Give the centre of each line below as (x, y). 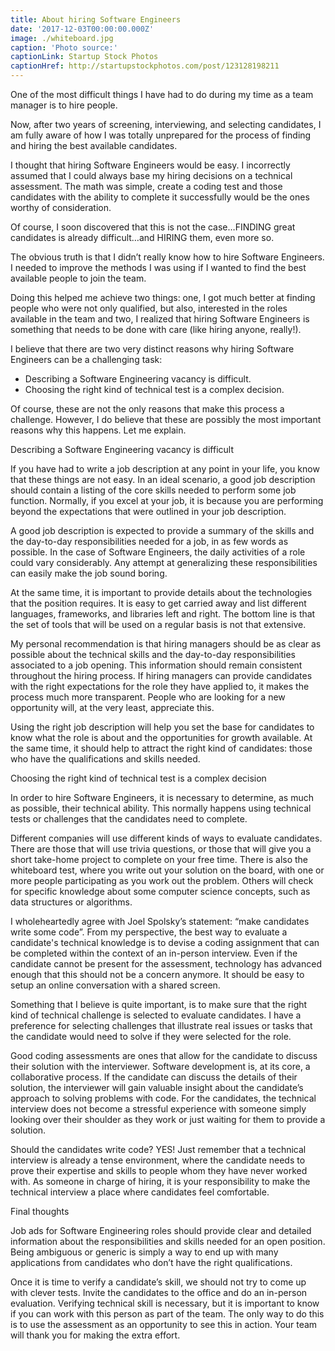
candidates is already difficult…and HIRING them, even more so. (142, 237)
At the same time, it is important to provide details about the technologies (161, 592)
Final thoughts (40, 1211)
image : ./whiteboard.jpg (62, 38)
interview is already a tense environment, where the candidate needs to (158, 1160)
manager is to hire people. (64, 105)
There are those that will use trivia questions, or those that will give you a (161, 849)
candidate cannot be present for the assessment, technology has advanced (166, 964)
